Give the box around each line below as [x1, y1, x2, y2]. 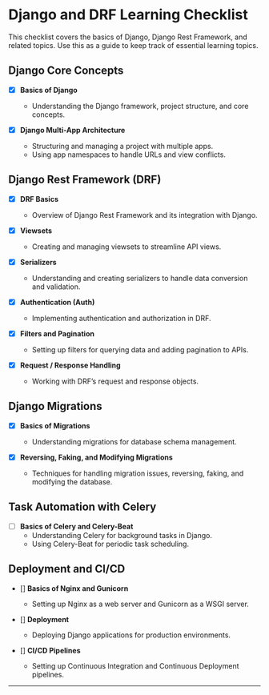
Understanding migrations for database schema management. [31, 436, 238, 446]
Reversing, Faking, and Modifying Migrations [19, 452, 174, 462]
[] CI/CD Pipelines [19, 645, 81, 655]
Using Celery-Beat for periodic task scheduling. [31, 539, 190, 548]
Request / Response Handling [19, 360, 122, 370]
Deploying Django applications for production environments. [31, 630, 231, 640]
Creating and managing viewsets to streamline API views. [31, 242, 222, 251]
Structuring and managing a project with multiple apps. [31, 141, 214, 151]
